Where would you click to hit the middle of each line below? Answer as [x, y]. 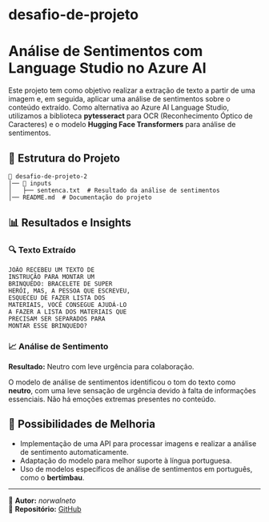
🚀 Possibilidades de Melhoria [82, 424]
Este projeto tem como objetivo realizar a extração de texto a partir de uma [132, 90]
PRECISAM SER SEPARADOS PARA [57, 319]
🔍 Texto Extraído [42, 250]
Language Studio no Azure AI [107, 68]
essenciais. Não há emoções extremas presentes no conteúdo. [112, 399]
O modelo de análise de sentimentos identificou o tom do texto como [122, 382]
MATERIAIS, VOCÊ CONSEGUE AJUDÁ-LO [68, 305]
